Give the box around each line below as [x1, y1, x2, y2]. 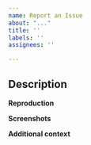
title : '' [8, 26, 41, 34]
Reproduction [8, 98, 55, 108]
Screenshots [8, 113, 51, 123]
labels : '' [8, 33, 44, 42]
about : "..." [8, 19, 51, 27]
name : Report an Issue [8, 11, 83, 20]
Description [8, 77, 67, 91]
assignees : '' [8, 41, 55, 49]
